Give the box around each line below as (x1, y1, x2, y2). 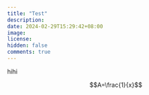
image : (7, 29, 26, 36)
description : (7, 17, 45, 23)
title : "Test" (7, 10, 48, 17)
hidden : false (7, 42, 48, 49)
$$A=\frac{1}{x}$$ (89, 81, 143, 89)
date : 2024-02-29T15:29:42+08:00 (7, 23, 103, 30)
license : (7, 36, 32, 43)
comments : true (7, 49, 51, 56)
